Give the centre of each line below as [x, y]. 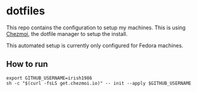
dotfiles [26, 11]
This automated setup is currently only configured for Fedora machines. [95, 45]
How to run [27, 64]
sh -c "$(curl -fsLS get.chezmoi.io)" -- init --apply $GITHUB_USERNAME [99, 83]
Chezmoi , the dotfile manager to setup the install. [67, 33]
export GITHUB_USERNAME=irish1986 [49, 78]
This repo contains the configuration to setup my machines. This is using [96, 27]
